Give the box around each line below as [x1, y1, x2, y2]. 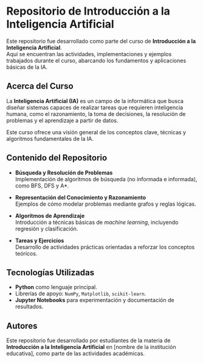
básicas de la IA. [6, 63, 47, 71]
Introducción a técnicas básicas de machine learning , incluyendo [15, 218, 179, 226]
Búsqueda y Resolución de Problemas [15, 169, 113, 176]
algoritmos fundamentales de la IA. [6, 135, 94, 142]
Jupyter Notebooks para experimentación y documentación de [15, 297, 174, 304]
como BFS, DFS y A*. [15, 182, 69, 189]
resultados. [15, 303, 44, 311]
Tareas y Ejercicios [15, 237, 64, 244]
